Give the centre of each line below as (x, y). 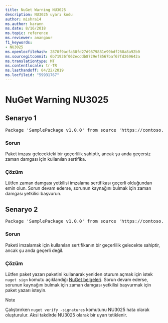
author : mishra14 (23, 19)
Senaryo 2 (22, 209)
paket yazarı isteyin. (26, 290)
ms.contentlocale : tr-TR (31, 66)
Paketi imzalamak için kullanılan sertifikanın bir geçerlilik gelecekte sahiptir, (83, 245)
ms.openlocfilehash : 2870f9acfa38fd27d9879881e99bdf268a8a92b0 (73, 52)
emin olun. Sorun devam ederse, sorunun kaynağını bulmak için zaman (78, 188)
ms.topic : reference (27, 33)
